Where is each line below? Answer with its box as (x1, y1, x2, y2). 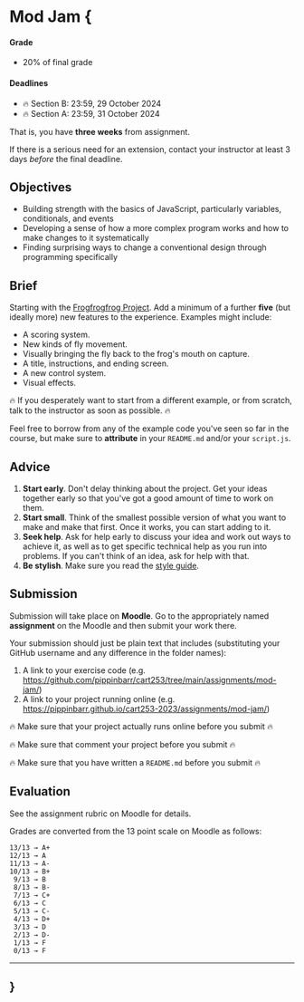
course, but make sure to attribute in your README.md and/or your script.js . (9, 433, 291, 444)
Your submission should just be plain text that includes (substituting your (9, 637, 280, 649)
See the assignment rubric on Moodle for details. (9, 808, 192, 819)
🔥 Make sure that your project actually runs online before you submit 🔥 (9, 720, 273, 731)
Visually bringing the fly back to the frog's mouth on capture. (22, 349, 251, 360)
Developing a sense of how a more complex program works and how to (22, 223, 290, 234)
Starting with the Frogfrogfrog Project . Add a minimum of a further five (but (9, 302, 291, 313)
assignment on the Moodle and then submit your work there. (9, 620, 237, 631)
